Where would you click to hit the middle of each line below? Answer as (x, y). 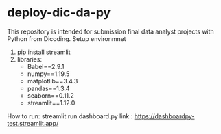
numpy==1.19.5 (48, 74)
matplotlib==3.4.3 (53, 81)
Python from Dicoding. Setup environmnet (67, 38)
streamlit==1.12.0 (51, 103)
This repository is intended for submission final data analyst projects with (110, 31)
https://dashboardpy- (164, 116)
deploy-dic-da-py (59, 13)
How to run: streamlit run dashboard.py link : (70, 116)
